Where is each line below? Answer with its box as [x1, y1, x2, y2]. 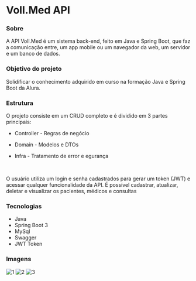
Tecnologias [6, 203, 42, 210]
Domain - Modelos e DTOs [14, 141, 79, 148]
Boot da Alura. [6, 84, 41, 91]
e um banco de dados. [6, 50, 60, 57]
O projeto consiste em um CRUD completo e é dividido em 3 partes [6, 112, 168, 119]
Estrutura [6, 99, 34, 107]
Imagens [6, 255, 32, 263]
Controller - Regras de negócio [14, 130, 90, 137]
